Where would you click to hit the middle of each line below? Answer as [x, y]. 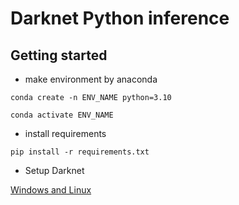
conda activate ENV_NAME [62, 115]
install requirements [65, 133]
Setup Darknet [54, 170]
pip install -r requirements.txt [80, 152]
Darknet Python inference [120, 18]
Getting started [59, 55]
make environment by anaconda [91, 79]
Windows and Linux [51, 190]
